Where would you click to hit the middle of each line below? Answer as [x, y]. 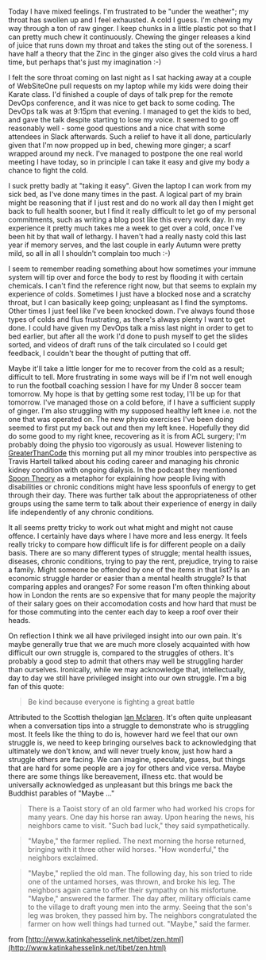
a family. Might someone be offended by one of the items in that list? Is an [129, 570]
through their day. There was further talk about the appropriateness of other [133, 495]
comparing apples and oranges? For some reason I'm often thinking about [129, 586]
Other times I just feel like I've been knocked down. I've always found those [132, 311]
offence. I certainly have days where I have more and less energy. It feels [128, 536]
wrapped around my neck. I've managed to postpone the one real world [126, 153]
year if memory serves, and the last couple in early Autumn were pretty [125, 245]
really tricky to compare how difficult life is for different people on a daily [127, 544]
